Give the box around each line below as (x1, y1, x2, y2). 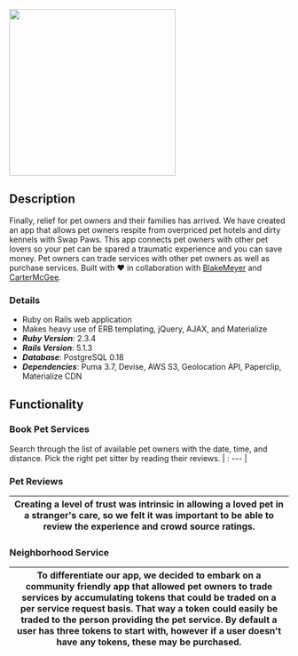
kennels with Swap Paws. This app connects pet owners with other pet (9, 234, 269, 244)
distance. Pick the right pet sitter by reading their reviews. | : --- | (9, 452, 247, 463)
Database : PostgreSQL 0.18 (21, 352, 124, 363)
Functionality (9, 396, 84, 412)
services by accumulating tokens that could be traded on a (21, 591, 277, 604)
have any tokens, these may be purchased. (56, 636, 242, 648)
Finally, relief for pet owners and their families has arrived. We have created (9, 215, 286, 226)
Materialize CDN (21, 371, 82, 381)
